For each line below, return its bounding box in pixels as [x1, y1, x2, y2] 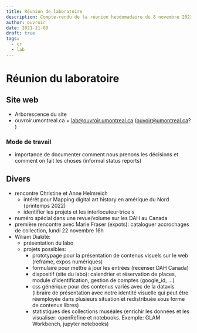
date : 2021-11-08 [6, 25, 49, 31]
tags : [6, 36, 19, 42]
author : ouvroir [6, 19, 46, 25]
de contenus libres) [32, 301, 79, 308]
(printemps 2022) [23, 202, 66, 209]
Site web [6, 95, 39, 105]
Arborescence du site [14, 111, 67, 118]
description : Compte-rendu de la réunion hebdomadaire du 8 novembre [6, 14, 180, 20]
